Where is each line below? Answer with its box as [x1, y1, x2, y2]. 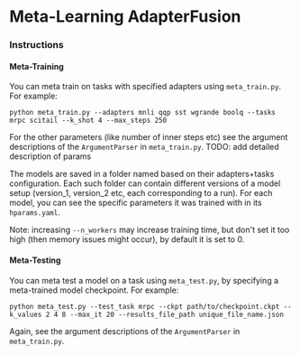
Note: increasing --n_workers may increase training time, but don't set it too [9, 224, 290, 236]
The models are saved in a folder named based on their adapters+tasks [9, 169, 275, 180]
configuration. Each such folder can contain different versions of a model [9, 178, 281, 189]
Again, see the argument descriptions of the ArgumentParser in [9, 325, 241, 336]
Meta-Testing [9, 255, 61, 266]
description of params [9, 151, 92, 162]
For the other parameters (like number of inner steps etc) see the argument [9, 132, 288, 143]
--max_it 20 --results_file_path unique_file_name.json [69, 310, 284, 319]
